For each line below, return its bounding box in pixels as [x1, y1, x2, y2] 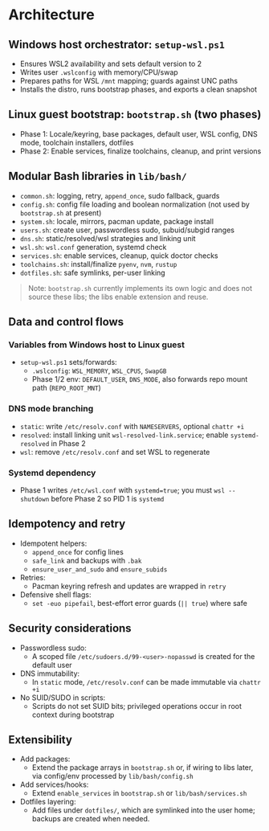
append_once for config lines [31, 546, 124, 556]
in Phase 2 [51, 438, 86, 448]
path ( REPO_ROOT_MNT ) [31, 383, 102, 393]
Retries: [19, 572, 46, 582]
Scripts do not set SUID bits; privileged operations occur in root [31, 701, 243, 710]
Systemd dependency [8, 467, 96, 478]
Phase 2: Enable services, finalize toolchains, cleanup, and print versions [19, 146, 262, 156]
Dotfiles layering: [19, 797, 76, 807]
